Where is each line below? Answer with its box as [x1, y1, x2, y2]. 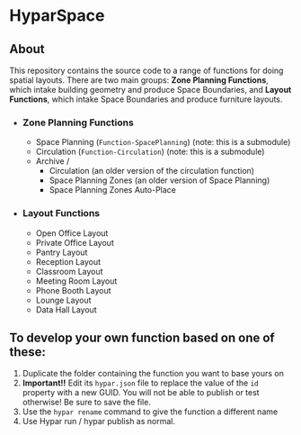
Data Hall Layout [35, 304, 97, 315]
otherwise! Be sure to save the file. [22, 397, 151, 408]
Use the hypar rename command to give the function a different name [22, 406, 279, 417]
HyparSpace [9, 5, 105, 26]
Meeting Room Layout [35, 276, 118, 286]
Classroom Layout [35, 266, 103, 276]
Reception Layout [35, 256, 102, 267]
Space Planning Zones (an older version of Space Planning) [49, 175, 270, 186]
